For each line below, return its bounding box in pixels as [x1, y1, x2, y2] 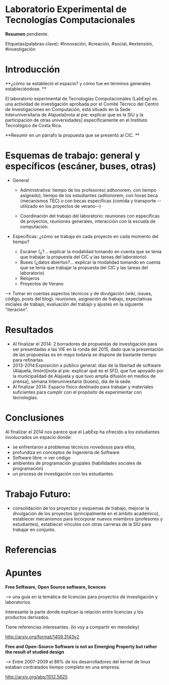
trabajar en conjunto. [12, 526, 56, 533]
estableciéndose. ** [5, 86, 47, 92]
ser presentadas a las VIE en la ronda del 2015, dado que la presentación [12, 346, 163, 352]
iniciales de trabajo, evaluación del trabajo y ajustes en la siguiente [5, 301, 144, 307]
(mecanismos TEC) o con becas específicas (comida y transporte [20, 198, 156, 204]
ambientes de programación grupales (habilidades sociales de [12, 460, 142, 466]
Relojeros [20, 275, 40, 281]
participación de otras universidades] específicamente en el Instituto [5, 117, 147, 123]
